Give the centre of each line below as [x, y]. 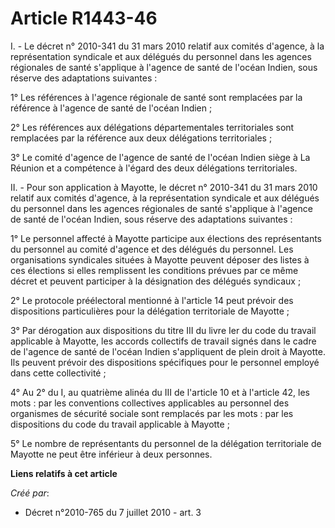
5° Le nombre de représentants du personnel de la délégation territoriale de [166, 443]
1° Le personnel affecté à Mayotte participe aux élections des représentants [166, 238]
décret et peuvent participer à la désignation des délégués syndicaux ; [156, 281]
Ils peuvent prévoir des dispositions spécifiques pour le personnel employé [165, 362]
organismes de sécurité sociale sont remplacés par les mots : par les [152, 413]
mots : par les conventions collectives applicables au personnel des [150, 403]
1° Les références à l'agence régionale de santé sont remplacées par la [156, 97]
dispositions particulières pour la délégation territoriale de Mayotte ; [150, 311]
